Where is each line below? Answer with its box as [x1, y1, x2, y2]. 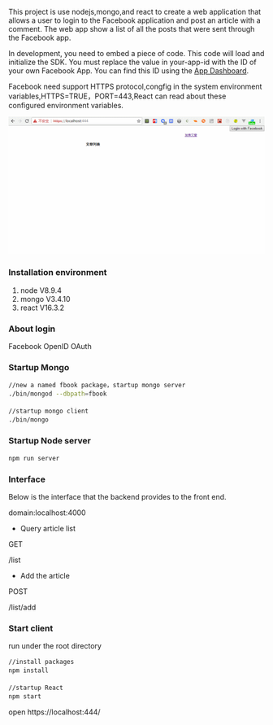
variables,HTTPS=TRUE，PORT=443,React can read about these [8, 91, 227, 101]
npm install [8, 666, 49, 675]
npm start [8, 692, 42, 701]
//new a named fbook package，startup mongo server [8, 382, 186, 390]
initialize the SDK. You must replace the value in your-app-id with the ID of [8, 57, 258, 67]
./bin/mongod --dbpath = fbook [8, 390, 107, 398]
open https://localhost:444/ [8, 707, 101, 717]
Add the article [19, 571, 71, 581]
